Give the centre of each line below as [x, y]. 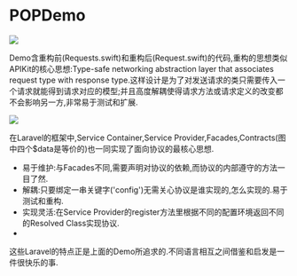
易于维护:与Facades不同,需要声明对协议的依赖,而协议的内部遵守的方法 [149, 167]
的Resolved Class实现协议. [70, 223]
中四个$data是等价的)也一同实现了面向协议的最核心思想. [112, 148]
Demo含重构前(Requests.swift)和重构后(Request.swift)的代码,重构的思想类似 [148, 58]
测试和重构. [43, 201]
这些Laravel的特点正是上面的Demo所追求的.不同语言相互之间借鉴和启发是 [143, 251]
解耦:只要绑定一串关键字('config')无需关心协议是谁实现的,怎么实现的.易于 [155, 189]
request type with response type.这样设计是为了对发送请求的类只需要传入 [143, 80]
